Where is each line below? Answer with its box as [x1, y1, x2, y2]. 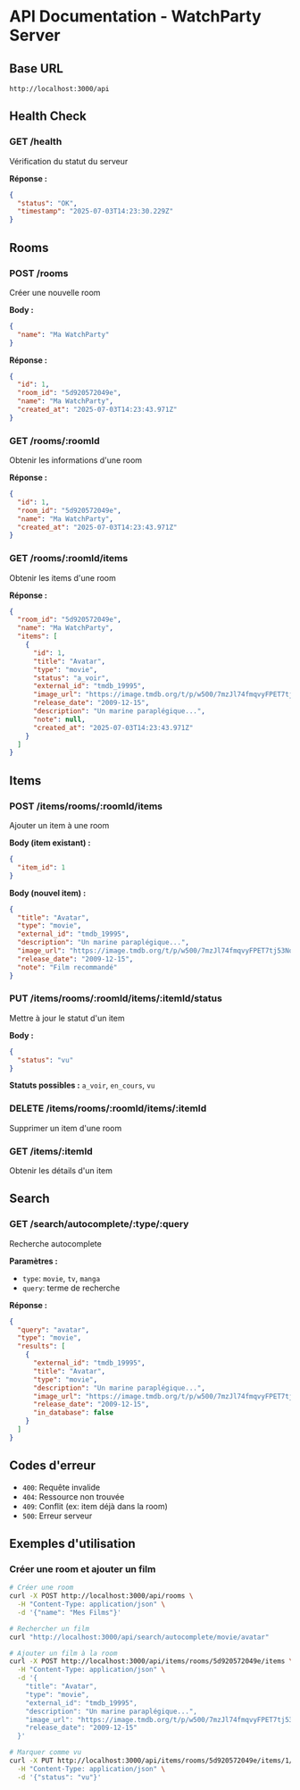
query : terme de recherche [21, 1282, 121, 1293]
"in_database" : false [32, 1408, 114, 1417]
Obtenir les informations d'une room [9, 455, 143, 466]
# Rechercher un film [9, 1624, 90, 1633]
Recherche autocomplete [9, 1238, 103, 1248]
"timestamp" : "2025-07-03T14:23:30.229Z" [17, 207, 174, 216]
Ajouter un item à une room [9, 820, 110, 831]
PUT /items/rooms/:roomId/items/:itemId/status [9, 992, 223, 1004]
